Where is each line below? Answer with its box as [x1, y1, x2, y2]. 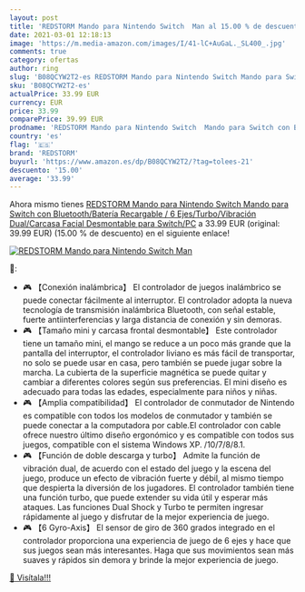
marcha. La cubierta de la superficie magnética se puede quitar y [22, 367, 267, 378]
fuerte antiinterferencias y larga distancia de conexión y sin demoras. [22, 315, 282, 326]
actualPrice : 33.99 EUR [9, 89, 100, 98]
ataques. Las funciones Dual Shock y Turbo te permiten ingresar [22, 502, 264, 513]
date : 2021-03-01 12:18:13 [9, 30, 112, 39]
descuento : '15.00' [9, 166, 84, 175]
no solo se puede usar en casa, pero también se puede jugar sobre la [22, 357, 282, 368]
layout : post [9, 13, 59, 23]
